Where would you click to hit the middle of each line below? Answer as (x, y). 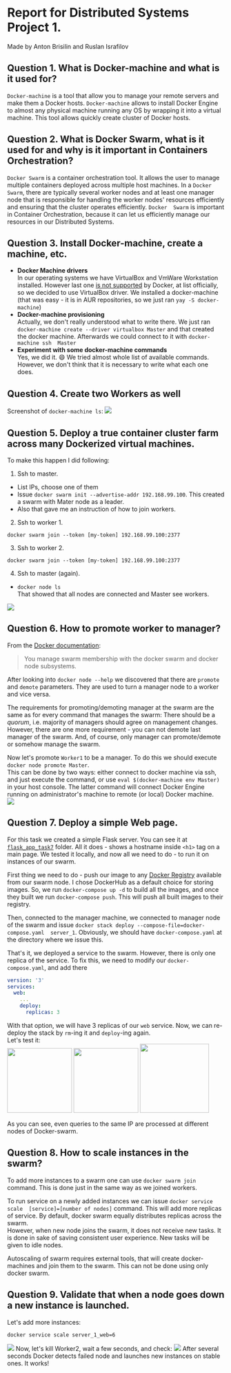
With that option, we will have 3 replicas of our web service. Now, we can (110, 1025)
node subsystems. (50, 666)
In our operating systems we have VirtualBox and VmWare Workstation (118, 278)
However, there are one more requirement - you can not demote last (104, 729)
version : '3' (26, 980)
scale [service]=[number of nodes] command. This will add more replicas (114, 1208)
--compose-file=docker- (171, 925)
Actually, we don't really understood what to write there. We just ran (114, 322)
